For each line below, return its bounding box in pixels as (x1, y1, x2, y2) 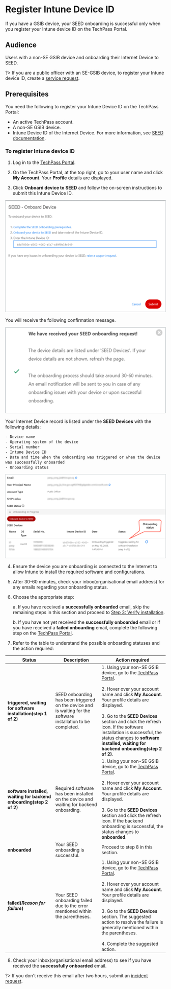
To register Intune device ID (5, 148, 75, 155)
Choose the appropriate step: (12, 594, 75, 600)
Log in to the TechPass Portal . (12, 159, 76, 166)
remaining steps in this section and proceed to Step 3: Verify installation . (12, 609, 165, 616)
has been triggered (55, 697, 96, 703)
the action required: (12, 645, 54, 652)
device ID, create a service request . (5, 75, 80, 81)
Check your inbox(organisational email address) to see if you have (12, 957, 152, 963)
